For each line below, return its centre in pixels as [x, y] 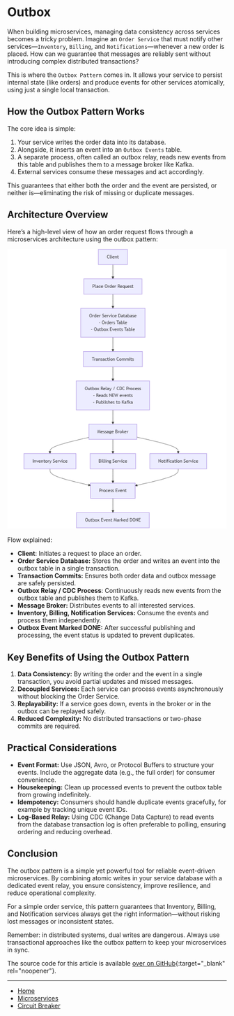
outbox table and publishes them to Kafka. [78, 598]
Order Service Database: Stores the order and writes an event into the [119, 561]
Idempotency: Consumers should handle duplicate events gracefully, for [122, 802]
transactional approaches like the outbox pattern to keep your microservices [117, 942]
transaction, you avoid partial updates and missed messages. [105, 681]
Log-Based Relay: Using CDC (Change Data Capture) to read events [116, 817]
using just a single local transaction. [58, 90]
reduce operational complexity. [52, 893]
